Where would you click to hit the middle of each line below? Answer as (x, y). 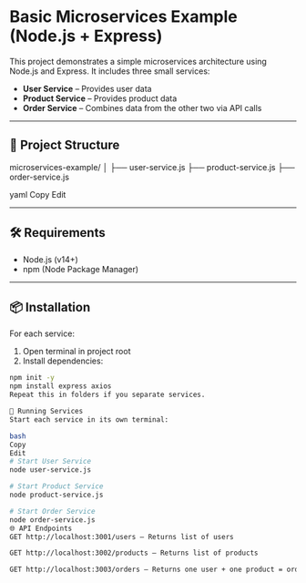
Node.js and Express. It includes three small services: (110, 71)
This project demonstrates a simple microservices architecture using (138, 61)
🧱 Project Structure (65, 145)
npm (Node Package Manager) (81, 269)
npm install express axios (61, 386)
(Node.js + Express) (86, 36)
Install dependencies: (63, 361)
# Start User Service (51, 462)
